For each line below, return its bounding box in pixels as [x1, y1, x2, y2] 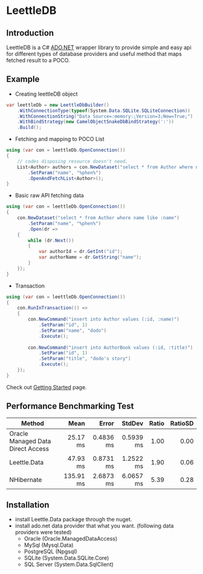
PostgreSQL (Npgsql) [24, 548, 77, 555]
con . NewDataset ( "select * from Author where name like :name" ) [17, 215, 180, 221]
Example [6, 74, 40, 85]
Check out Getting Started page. [6, 383, 87, 391]
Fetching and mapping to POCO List [14, 136, 105, 143]
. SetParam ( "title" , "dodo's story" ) [38, 355, 131, 362]
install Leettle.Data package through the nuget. [14, 516, 132, 523]
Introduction [6, 28, 54, 38]
